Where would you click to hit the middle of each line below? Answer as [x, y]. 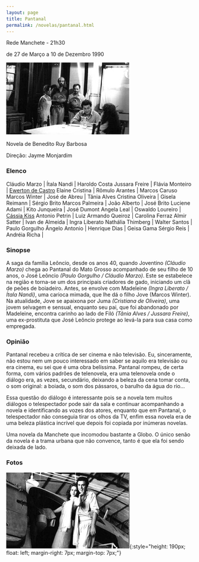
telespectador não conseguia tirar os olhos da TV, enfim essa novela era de [99, 417]
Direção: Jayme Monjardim [39, 155]
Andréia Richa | [25, 235]
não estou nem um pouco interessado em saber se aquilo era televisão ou [97, 361]
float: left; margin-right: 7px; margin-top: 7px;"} [64, 552]
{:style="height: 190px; [158, 546]
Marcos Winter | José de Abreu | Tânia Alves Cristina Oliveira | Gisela [91, 196]
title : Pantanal [26, 19]
